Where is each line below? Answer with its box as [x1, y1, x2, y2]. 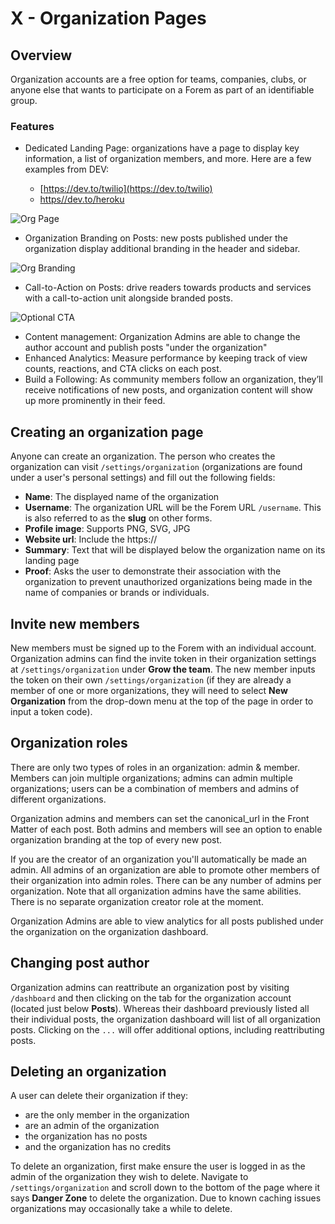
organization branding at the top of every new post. [10, 833, 223, 846]
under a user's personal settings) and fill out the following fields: [10, 472, 276, 484]
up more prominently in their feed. [24, 395, 166, 407]
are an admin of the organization [24, 1120, 160, 1132]
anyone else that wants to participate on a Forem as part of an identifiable [10, 84, 315, 96]
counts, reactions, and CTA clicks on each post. [24, 363, 222, 375]
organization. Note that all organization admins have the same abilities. [10, 885, 302, 897]
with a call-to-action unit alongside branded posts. [24, 292, 234, 304]
